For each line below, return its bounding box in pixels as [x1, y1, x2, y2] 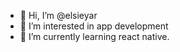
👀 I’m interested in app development [19, 20, 169, 32]
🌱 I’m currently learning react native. [19, 31, 170, 42]
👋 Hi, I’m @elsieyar [19, 10, 98, 21]
